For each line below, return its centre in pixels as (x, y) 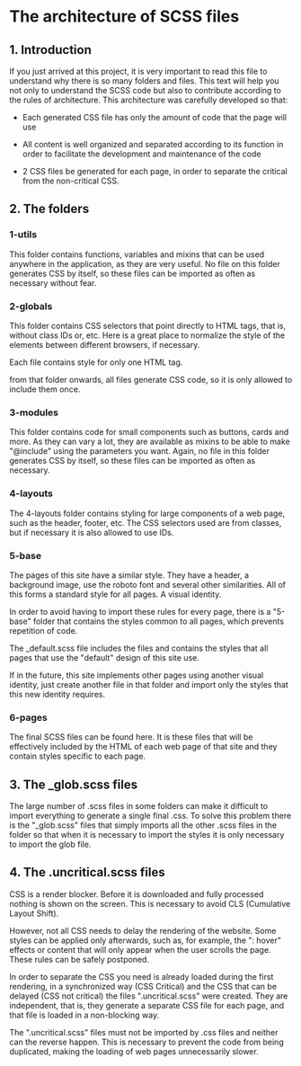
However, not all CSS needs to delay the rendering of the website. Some (143, 930)
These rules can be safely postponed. (80, 959)
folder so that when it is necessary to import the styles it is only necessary (147, 834)
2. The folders (49, 209)
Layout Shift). (34, 913)
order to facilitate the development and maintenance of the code (142, 154)
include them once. (45, 389)
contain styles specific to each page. (78, 756)
